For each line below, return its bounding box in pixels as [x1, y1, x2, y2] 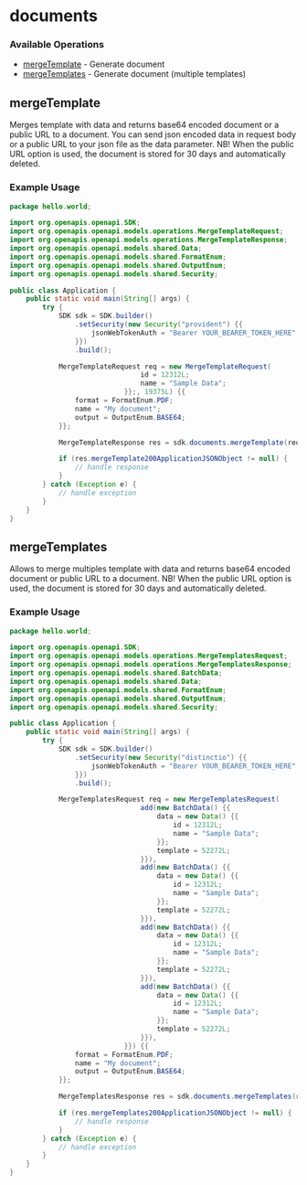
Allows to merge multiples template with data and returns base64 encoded [9, 563, 291, 574]
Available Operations [9, 38, 105, 51]
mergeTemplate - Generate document [22, 59, 165, 69]
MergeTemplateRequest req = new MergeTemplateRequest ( [58, 362, 272, 371]
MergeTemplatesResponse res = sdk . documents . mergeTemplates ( [58, 1092, 297, 1102]
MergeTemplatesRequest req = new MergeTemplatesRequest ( [58, 795, 281, 805]
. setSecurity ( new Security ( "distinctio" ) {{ [74, 753, 248, 762]
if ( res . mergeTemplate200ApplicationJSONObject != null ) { [58, 454, 288, 464]
